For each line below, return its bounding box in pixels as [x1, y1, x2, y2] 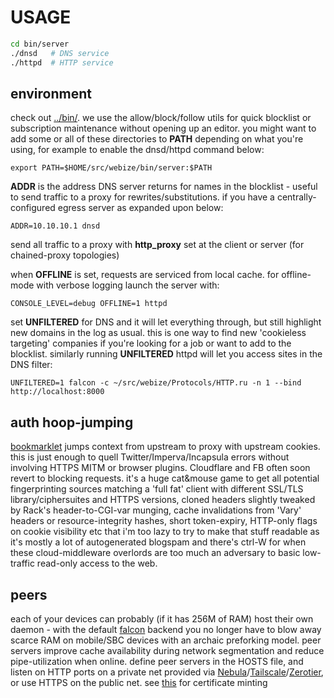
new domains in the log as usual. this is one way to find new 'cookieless [10, 327, 307, 339]
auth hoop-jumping [10, 414, 134, 431]
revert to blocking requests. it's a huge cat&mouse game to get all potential [10, 472, 320, 485]
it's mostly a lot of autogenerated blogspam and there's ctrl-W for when [10, 536, 307, 548]
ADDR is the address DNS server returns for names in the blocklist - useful [10, 181, 318, 193]
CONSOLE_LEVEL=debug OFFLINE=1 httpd [10, 299, 168, 309]
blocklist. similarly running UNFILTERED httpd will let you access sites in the [10, 348, 323, 360]
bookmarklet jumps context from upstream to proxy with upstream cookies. [10, 441, 321, 453]
